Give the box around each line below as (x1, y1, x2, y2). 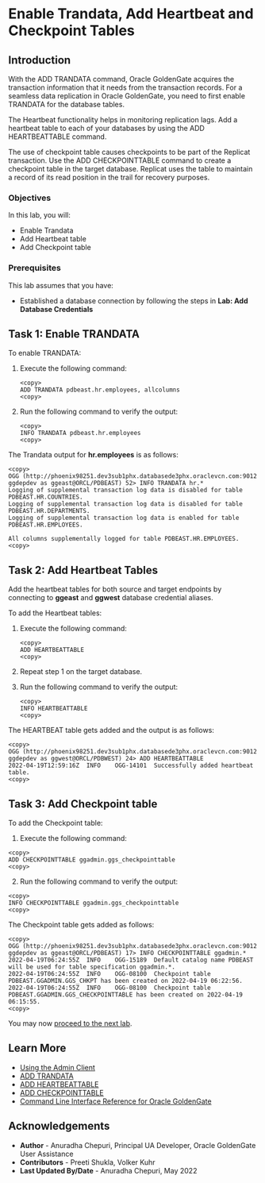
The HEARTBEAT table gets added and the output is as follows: (8, 726, 214, 735)
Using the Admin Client (19, 1062, 95, 1072)
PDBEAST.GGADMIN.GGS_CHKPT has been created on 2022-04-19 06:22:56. (8, 977, 244, 985)
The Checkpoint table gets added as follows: (8, 920, 155, 930)
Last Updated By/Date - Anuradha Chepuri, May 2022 (19, 1166, 198, 1175)
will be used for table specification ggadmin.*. (8, 963, 176, 971)
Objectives (8, 192, 52, 203)
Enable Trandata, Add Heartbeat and (8, 5, 254, 23)
